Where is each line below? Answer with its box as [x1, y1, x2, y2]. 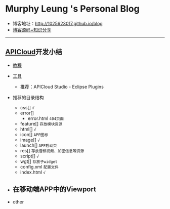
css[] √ [20, 104, 34, 110]
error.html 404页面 [27, 115, 64, 121]
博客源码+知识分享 [12, 26, 52, 33]
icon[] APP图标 [20, 131, 49, 137]
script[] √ [20, 153, 39, 159]
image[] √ [20, 137, 40, 143]
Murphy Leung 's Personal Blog [5, 3, 140, 15]
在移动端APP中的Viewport [12, 185, 96, 194]
